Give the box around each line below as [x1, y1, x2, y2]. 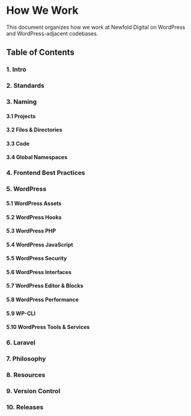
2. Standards [6, 82, 45, 90]
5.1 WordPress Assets [6, 200, 62, 207]
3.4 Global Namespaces [6, 154, 68, 161]
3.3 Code [6, 139, 30, 147]
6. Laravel [6, 338, 36, 347]
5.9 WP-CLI [6, 310, 36, 317]
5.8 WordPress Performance [6, 296, 79, 304]
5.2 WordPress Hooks [6, 213, 62, 221]
